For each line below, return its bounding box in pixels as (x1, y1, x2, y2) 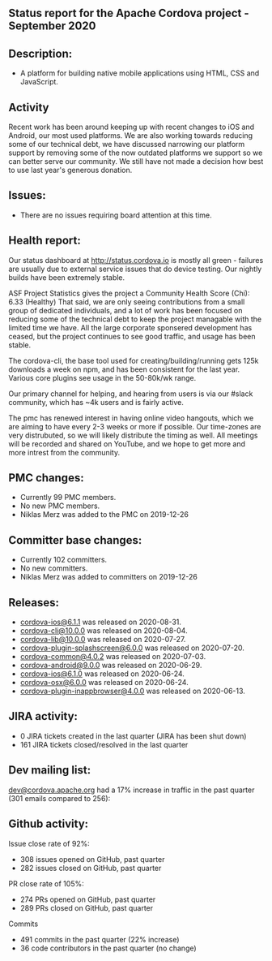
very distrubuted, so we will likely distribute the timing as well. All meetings (8, 430, 258, 440)
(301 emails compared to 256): (8, 793, 111, 803)
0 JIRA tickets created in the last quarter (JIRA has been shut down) (19, 730, 247, 741)
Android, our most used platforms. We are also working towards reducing (8, 131, 253, 140)
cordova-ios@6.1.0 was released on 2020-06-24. (19, 669, 185, 679)
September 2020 (8, 19, 96, 33)
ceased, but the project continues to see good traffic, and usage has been (8, 331, 257, 341)
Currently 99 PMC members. (19, 493, 117, 502)
